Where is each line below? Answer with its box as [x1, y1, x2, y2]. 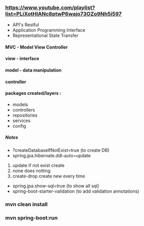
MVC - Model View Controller [5, 44, 68, 50]
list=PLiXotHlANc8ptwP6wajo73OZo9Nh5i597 [5, 10, 122, 17]
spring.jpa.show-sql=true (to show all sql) [12, 183, 100, 189]
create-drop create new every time [12, 173, 86, 179]
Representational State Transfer [12, 32, 79, 39]
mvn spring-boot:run [5, 214, 58, 221]
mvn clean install [5, 201, 48, 208]
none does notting [12, 167, 51, 174]
